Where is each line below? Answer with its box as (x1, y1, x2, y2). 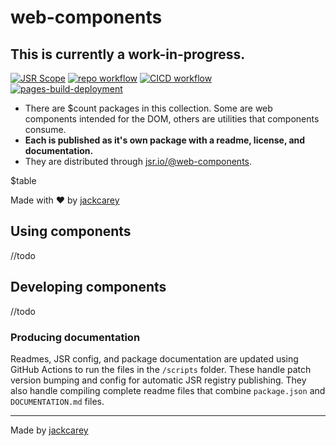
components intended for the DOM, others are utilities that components (24, 113, 320, 125)
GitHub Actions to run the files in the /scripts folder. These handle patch (10, 363, 312, 375)
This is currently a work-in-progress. (10, 46, 246, 63)
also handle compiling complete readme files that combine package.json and (10, 384, 326, 396)
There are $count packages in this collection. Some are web (24, 102, 273, 114)
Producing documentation (10, 330, 141, 344)
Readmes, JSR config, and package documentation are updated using (10, 352, 299, 365)
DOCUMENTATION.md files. (10, 395, 105, 407)
